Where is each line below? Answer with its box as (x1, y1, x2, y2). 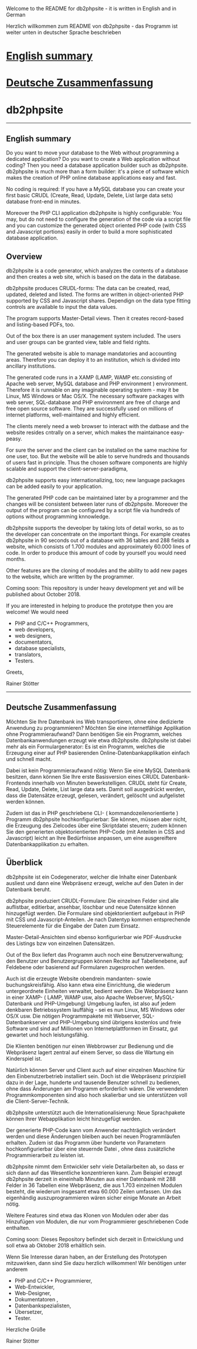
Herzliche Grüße (6, 1326, 46, 1333)
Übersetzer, (14, 1308, 43, 1315)
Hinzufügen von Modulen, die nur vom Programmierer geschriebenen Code (6, 1218, 189, 1225)
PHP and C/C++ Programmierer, (14, 1277, 93, 1284)
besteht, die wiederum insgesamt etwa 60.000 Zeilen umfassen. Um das (6, 1187, 182, 1195)
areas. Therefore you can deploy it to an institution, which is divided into (6, 356, 181, 363)
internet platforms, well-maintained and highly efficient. (6, 411, 140, 418)
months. (6, 555, 26, 563)
